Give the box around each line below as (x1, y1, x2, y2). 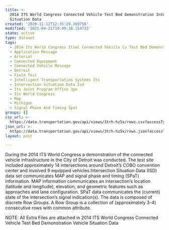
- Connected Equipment (10, 59, 57, 64)
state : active (5, 31, 35, 36)
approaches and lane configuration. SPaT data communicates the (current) (5, 189, 160, 195)
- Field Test (10, 73, 37, 78)
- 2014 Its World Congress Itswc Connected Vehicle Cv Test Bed (10, 45, 147, 50)
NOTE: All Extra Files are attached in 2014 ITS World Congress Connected (5, 214, 158, 221)
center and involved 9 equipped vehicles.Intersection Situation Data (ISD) (5, 168, 157, 174)
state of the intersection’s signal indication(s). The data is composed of (5, 194, 152, 200)
